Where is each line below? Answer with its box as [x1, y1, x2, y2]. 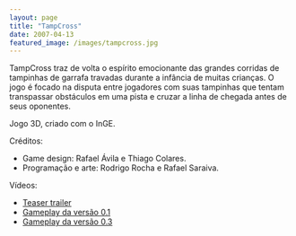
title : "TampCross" [9, 22, 83, 31]
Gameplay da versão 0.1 [22, 207, 110, 218]
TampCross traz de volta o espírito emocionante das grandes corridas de [9, 63, 280, 74]
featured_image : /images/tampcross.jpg [9, 38, 159, 48]
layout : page [9, 13, 58, 22]
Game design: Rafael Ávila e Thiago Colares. [22, 153, 187, 164]
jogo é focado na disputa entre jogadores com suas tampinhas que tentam [9, 82, 284, 92]
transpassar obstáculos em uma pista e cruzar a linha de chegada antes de [9, 92, 287, 102]
